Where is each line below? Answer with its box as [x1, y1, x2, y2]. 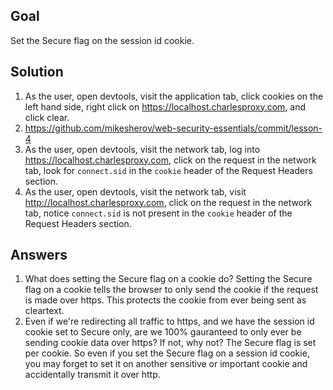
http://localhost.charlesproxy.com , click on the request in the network [24, 196, 313, 208]
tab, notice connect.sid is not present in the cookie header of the [24, 207, 293, 219]
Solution [10, 64, 64, 81]
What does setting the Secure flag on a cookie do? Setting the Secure [24, 273, 313, 285]
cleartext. [24, 305, 65, 317]
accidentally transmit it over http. [24, 369, 161, 381]
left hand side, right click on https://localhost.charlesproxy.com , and [24, 100, 307, 113]
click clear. [24, 111, 70, 123]
